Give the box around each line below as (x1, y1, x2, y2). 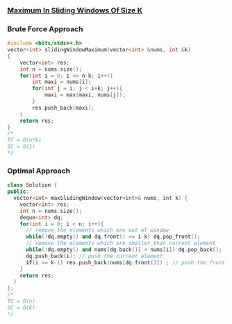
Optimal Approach (7, 166, 71, 176)
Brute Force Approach (7, 24, 83, 33)
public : (7, 188, 30, 196)
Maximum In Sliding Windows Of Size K (7, 6, 143, 15)
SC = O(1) (7, 143, 36, 151)
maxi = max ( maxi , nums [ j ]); (44, 92, 126, 99)
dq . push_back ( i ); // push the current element (25, 253, 163, 259)
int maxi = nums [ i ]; (32, 78, 92, 85)
